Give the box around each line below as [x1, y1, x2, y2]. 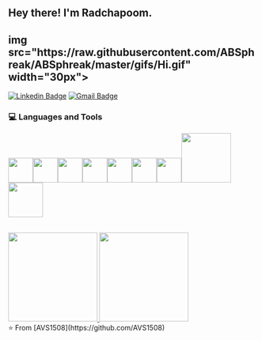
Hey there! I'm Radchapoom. [8, 6, 153, 20]
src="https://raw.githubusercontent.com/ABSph [8, 45, 255, 59]
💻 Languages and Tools [8, 111, 103, 123]
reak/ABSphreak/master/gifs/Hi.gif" [8, 58, 192, 71]
